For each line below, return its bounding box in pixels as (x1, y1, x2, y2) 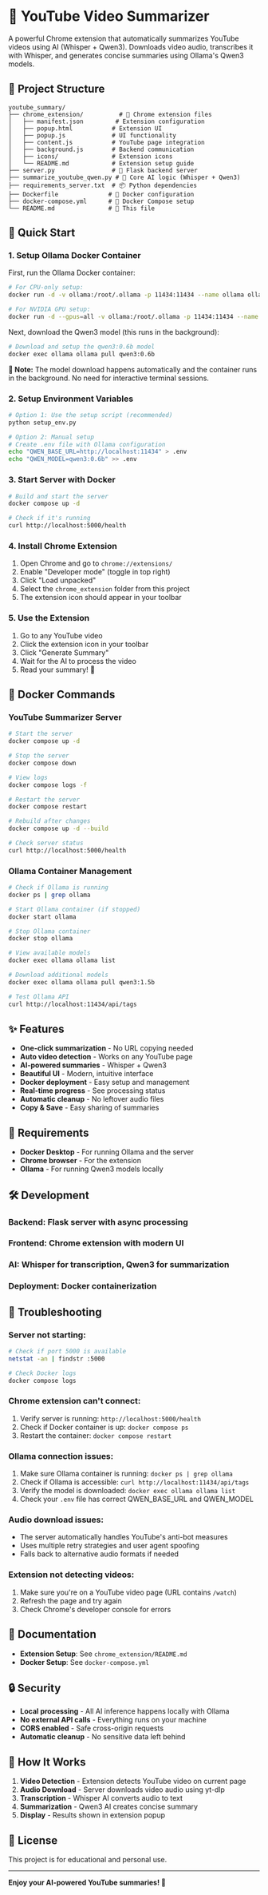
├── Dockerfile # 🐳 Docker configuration (8, 190, 195, 198)
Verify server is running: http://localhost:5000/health (19, 1413, 202, 1423)
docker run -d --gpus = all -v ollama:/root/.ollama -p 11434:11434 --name (8, 313, 259, 321)
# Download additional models (8, 971, 109, 979)
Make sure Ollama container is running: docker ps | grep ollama (19, 1469, 233, 1479)
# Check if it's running (8, 514, 91, 522)
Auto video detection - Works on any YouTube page (19, 1052, 193, 1062)
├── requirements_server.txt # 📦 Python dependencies (8, 181, 198, 189)
